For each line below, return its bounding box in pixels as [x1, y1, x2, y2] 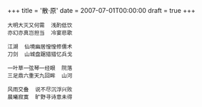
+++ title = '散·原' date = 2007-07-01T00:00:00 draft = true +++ [7, 6, 196, 14]
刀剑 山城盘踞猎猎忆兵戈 [7, 51, 73, 58]
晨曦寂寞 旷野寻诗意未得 [7, 93, 73, 101]
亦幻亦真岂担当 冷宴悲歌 [7, 29, 73, 36]
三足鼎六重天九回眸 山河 [7, 72, 73, 79]
